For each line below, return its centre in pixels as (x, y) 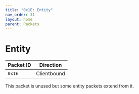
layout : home (19, 19)
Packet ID (19, 65)
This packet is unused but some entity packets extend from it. (69, 86)
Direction (51, 65)
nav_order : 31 (20, 15)
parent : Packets (22, 24)
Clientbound (51, 74)
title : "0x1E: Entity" (29, 10)
